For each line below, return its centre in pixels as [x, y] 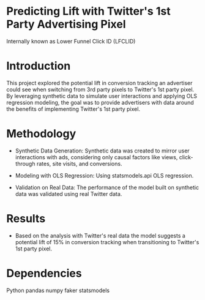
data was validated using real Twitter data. [69, 193]
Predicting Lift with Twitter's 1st [88, 11]
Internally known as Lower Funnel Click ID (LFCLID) [71, 41]
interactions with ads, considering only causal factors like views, [96, 157]
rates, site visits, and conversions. [79, 163]
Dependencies [44, 273]
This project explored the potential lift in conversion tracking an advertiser [99, 83]
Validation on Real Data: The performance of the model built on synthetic [107, 187]
